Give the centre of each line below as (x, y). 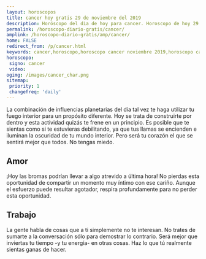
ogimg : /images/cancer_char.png (48, 75)
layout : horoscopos (31, 12)
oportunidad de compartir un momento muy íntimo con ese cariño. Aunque (101, 182)
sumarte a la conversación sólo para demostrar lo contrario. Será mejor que (102, 236)
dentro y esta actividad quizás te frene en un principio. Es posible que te (98, 122)
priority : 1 (24, 87)
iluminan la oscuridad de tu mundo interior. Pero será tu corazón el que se (100, 135)
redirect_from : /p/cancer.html (46, 47)
